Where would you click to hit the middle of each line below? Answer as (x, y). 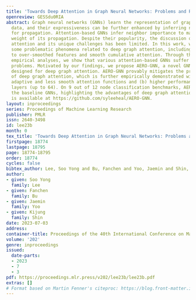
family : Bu (24, 196)
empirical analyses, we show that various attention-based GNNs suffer (100, 60)
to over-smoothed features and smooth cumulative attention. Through (97, 55)
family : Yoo (26, 207)
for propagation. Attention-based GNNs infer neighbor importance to (97, 33)
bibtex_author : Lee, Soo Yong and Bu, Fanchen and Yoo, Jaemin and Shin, (98, 169)
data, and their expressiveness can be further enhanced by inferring (99, 28)
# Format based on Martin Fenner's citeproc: (62, 288)
